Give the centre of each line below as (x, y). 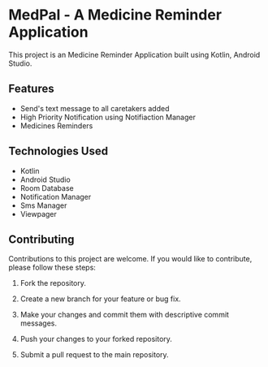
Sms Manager (43, 205)
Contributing (41, 239)
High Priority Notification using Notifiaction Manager (108, 117)
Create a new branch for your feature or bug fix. (100, 299)
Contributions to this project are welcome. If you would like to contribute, (130, 259)
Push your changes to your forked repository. (96, 339)
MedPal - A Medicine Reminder (115, 15)
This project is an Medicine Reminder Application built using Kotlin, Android (134, 54)
